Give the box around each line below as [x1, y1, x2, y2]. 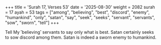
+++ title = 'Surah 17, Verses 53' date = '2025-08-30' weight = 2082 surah [5, 4, 155, 10]
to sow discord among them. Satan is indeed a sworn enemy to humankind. [5, 34, 157, 40]
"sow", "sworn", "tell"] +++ [5, 20, 60, 25]
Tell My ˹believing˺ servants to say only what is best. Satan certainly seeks [5, 29, 154, 35]
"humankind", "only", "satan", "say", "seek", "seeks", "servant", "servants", [5, 15, 155, 20]
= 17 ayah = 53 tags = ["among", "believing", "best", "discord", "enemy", [5, 9, 150, 15]
